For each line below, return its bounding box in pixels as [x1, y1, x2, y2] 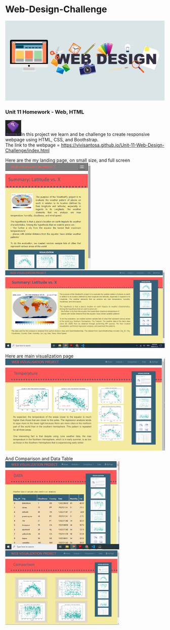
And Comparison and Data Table [5, 456, 73, 462]
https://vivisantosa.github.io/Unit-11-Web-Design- [61, 142, 164, 148]
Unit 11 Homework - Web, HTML [5, 108, 84, 115]
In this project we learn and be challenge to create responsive [21, 131, 150, 137]
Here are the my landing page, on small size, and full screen [5, 157, 131, 163]
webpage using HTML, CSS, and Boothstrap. [5, 137, 99, 143]
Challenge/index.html [5, 147, 50, 154]
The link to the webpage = [5, 142, 60, 148]
